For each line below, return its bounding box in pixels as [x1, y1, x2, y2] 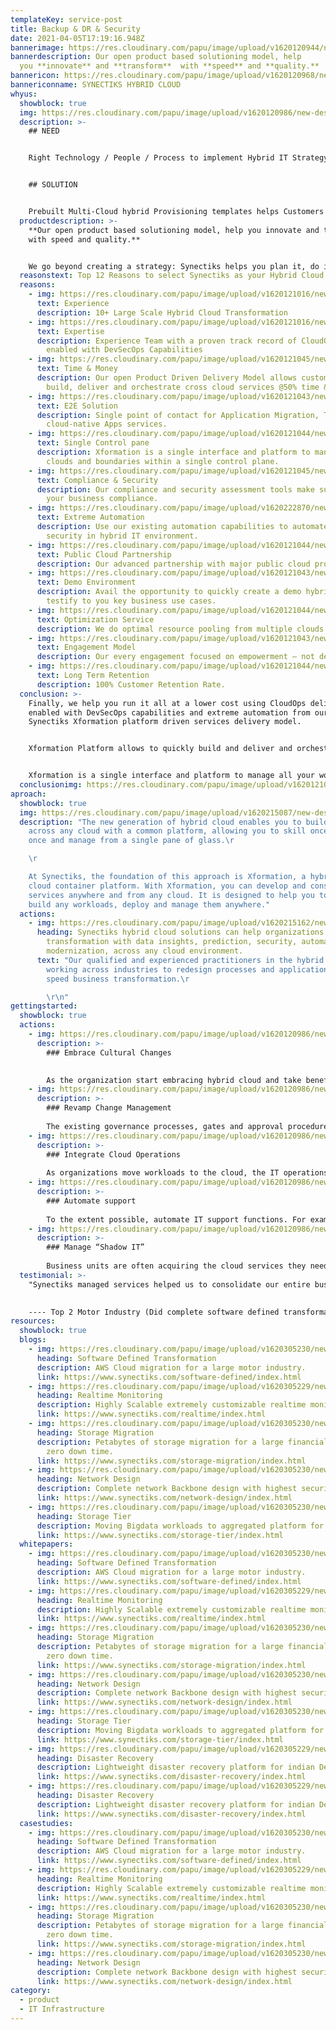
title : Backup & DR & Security [10, 24, 141, 34]
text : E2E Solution [36, 401, 118, 411]
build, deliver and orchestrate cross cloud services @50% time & [46, 382, 329, 392]
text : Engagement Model [36, 642, 137, 653]
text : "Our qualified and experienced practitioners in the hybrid [36, 955, 325, 965]
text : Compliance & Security [36, 475, 159, 485]
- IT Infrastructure [19, 2004, 105, 2015]
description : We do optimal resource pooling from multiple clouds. [36, 624, 329, 634]
